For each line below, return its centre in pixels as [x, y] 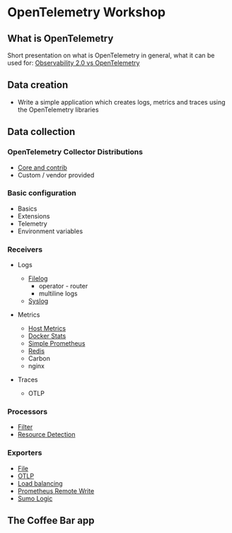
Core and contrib [42, 168]
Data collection [41, 132]
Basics [27, 209]
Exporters [25, 453]
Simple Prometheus [57, 344]
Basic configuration [42, 193]
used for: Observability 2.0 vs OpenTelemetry [74, 63]
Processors [28, 412]
